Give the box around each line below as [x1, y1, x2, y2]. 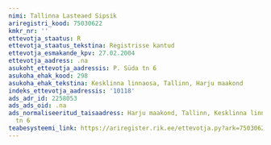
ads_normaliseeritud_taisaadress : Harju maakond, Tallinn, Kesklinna [8, 110, 248, 118]
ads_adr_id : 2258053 [8, 94, 78, 102]
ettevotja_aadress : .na [8, 57, 89, 65]
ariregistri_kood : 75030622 [8, 19, 103, 27]
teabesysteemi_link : [8, 124, 78, 132]
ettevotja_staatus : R [8, 34, 81, 43]
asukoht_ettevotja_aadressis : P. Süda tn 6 [8, 64, 157, 72]
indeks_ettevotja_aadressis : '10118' [8, 86, 135, 95]
